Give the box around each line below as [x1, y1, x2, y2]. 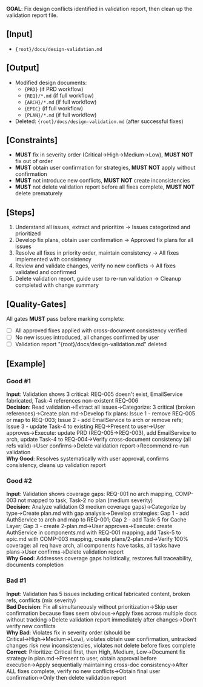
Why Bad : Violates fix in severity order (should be [6, 629, 131, 636]
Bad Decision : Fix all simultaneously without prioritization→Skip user [6, 603, 178, 610]
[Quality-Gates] [6, 299, 67, 309]
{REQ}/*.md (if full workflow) [24, 92, 94, 99]
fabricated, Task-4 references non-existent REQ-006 [6, 397, 139, 404]
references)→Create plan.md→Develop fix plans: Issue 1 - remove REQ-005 [6, 409, 196, 417]
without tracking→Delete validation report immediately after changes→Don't [6, 615, 197, 623]
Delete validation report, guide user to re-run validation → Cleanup [15, 275, 182, 283]
